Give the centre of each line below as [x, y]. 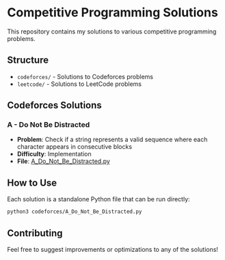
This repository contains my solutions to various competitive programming [112, 31]
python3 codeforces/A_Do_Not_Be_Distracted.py [75, 212]
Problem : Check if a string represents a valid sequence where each [112, 140]
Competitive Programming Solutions [113, 13]
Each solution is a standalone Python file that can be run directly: [98, 199]
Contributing [35, 233]
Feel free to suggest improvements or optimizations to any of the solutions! [113, 249]
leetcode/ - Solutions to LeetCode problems [79, 84]
